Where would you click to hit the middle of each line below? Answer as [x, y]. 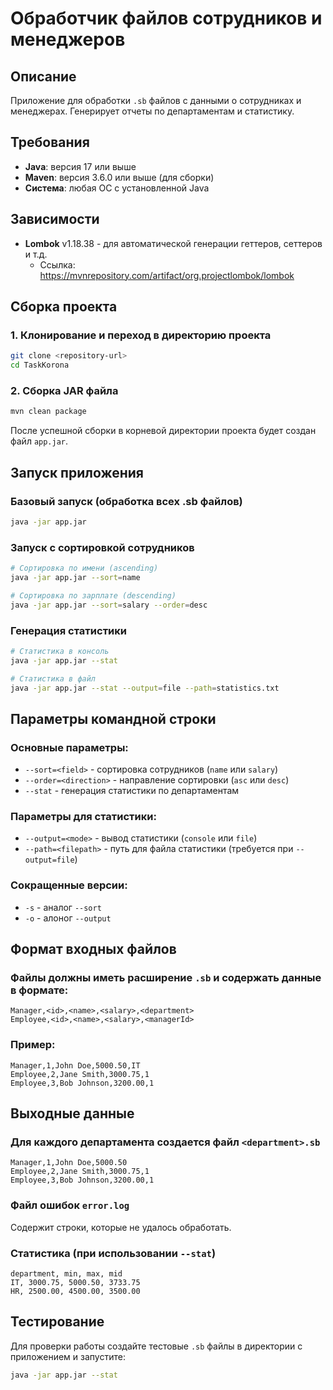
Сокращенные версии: [69, 885]
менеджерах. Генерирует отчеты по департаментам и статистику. [152, 111]
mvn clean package [48, 412]
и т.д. [36, 254]
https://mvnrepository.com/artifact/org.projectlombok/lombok [167, 275]
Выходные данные [72, 1113]
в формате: [39, 990]
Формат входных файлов [93, 949]
